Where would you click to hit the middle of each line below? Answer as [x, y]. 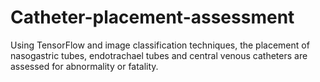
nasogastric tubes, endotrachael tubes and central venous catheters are [159, 55]
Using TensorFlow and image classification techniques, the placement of [160, 45]
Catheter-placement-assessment [152, 17]
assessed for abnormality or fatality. [84, 66]
